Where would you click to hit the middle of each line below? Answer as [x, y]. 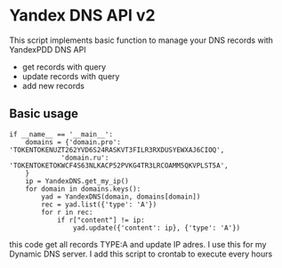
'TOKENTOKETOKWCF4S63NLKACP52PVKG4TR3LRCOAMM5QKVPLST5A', [119, 166]
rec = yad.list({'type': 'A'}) [99, 204]
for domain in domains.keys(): [83, 189]
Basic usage [44, 114]
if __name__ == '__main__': [61, 134]
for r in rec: [67, 212]
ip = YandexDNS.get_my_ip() [77, 181]
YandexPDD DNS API [48, 49]
